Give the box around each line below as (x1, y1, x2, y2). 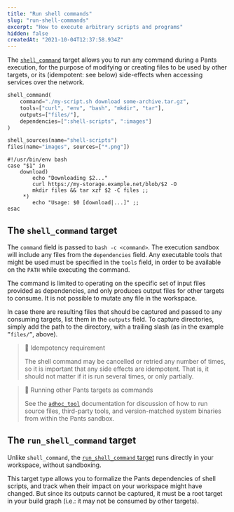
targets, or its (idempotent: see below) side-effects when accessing (7, 71, 203, 79)
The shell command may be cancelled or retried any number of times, (24, 357, 226, 365)
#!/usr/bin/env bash (7, 156, 68, 164)
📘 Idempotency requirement (24, 343, 105, 352)
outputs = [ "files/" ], (20, 111, 80, 118)
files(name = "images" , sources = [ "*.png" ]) (7, 143, 130, 151)
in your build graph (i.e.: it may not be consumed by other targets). (7, 497, 200, 505)
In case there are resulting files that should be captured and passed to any (7, 307, 222, 316)
